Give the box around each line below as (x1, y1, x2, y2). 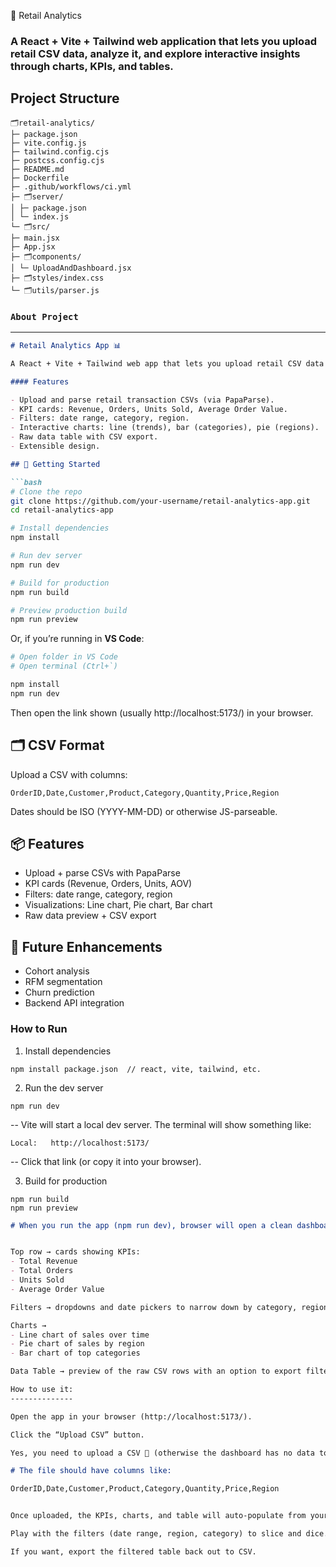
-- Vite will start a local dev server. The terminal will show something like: (10, 1118, 312, 1130)
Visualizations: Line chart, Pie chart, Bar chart (24, 899, 213, 911)
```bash (10, 477, 43, 487)
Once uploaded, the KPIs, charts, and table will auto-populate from (10, 1511, 307, 1521)
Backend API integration (24, 997, 125, 1009)
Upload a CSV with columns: (10, 768, 128, 780)
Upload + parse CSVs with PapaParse (24, 867, 181, 879)
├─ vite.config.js (10, 138, 87, 148)
